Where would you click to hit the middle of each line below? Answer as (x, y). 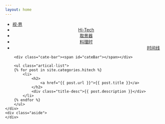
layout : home (18, 10)
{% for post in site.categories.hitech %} (58, 70)
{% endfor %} (27, 100)
